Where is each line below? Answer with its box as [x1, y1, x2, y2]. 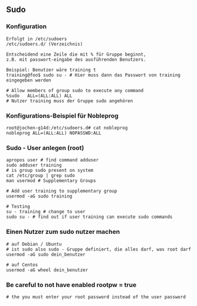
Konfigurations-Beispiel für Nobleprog [6, 112, 119, 120]
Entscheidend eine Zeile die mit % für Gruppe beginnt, [6, 51, 146, 57]
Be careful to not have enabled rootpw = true [6, 281, 137, 289]
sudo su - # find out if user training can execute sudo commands [6, 214, 173, 220]
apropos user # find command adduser [6, 157, 99, 163]
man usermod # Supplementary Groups [6, 178, 96, 184]
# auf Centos [6, 262, 38, 268]
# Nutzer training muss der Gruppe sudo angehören [6, 97, 133, 104]
